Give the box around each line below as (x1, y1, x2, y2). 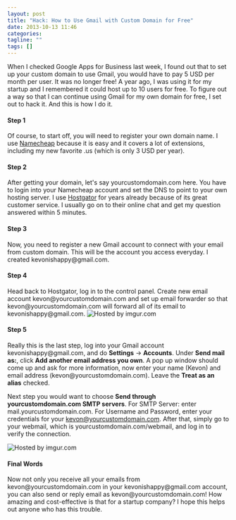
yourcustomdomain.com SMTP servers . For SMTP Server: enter (7, 400, 197, 409)
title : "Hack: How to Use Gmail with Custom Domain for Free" (7, 17, 194, 24)
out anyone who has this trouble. (7, 505, 103, 514)
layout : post (7, 10, 46, 18)
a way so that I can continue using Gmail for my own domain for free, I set (7, 92, 222, 101)
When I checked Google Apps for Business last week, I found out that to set (7, 63, 227, 70)
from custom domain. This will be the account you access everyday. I (7, 247, 209, 256)
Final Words (7, 459, 44, 468)
